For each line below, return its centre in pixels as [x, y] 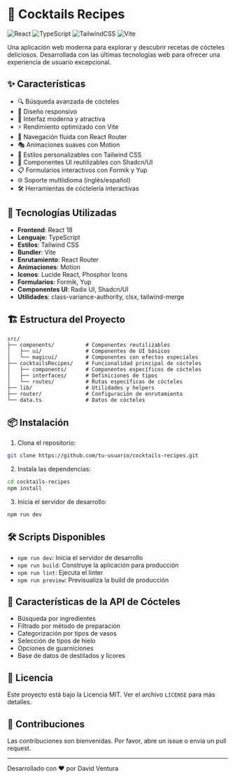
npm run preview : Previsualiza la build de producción [93, 580]
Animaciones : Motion [49, 267]
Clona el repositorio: [47, 443]
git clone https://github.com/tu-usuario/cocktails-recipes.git [103, 456]
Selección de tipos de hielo [56, 641]
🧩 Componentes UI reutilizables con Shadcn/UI [85, 162]
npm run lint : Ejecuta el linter [60, 572]
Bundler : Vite [36, 252]
